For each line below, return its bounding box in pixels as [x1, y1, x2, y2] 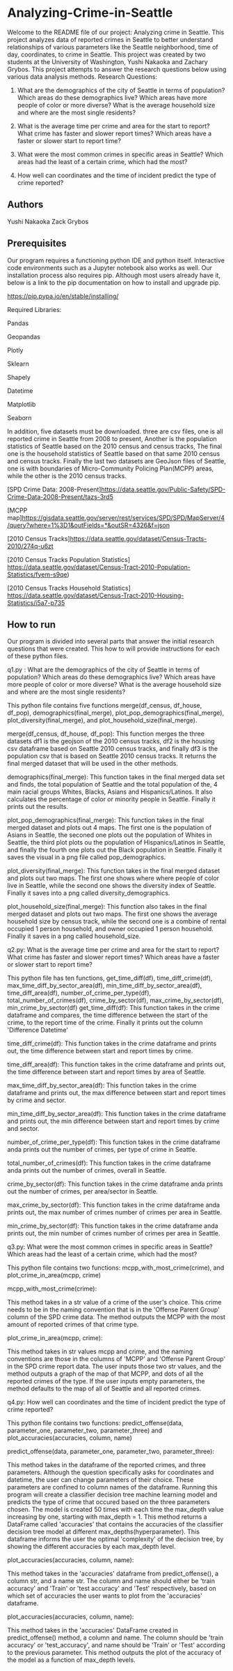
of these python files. [7, 652, 68, 660]
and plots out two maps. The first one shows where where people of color [7, 874, 220, 882]
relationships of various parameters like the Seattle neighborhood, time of [7, 43, 219, 51]
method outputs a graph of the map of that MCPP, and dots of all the [7, 1369, 204, 1378]
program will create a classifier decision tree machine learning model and [7, 1490, 218, 1499]
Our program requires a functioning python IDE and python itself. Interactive [7, 256, 225, 265]
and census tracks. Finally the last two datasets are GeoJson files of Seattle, [7, 456, 226, 465]
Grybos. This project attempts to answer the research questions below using [7, 65, 227, 73]
